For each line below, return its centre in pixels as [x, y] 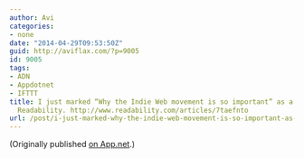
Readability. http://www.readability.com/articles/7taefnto [133, 110]
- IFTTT [24, 93]
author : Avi [32, 18]
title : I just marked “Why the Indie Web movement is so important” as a [152, 102]
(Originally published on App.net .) [72, 144]
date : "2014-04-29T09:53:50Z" [66, 43]
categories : [32, 26]
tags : [19, 69]
